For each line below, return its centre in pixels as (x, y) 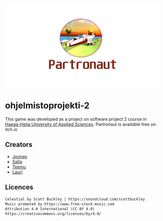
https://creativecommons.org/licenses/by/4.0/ (53, 214)
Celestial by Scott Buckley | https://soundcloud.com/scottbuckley (75, 199)
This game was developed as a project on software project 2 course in (76, 119)
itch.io (11, 129)
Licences (19, 187)
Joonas (20, 156)
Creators (19, 145)
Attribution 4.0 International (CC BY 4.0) (50, 209)
